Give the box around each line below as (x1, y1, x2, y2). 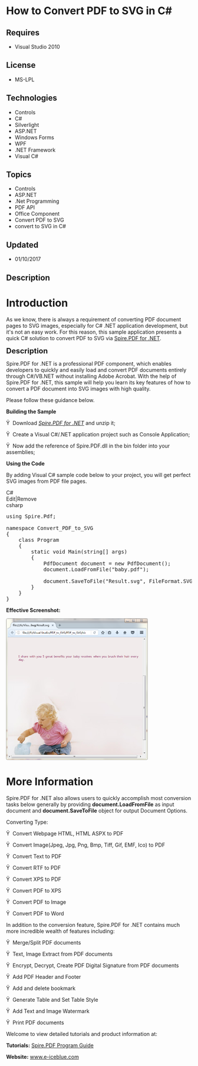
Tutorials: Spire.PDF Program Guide (6, 1042, 94, 1049)
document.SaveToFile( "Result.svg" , (43, 578, 146, 584)
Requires (6, 28, 40, 38)
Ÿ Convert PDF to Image (6, 898, 67, 906)
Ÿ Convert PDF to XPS (6, 887, 62, 894)
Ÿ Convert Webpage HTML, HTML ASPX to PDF (6, 830, 124, 837)
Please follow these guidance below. (6, 396, 95, 403)
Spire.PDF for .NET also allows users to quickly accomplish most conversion (6, 794, 192, 801)
